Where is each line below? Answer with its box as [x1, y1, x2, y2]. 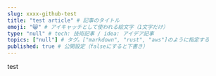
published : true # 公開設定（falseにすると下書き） [7, 43, 148, 50]
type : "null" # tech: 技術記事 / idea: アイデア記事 [7, 30, 155, 37]
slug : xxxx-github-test [7, 10, 77, 18]
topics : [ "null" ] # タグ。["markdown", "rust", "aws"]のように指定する [7, 37, 210, 44]
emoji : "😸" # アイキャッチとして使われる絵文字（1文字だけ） [7, 23, 169, 30]
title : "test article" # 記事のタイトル [7, 17, 120, 24]
